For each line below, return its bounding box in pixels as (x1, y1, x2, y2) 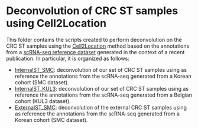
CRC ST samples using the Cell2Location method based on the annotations (6, 42, 190, 49)
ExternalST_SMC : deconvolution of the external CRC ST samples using (14, 104, 187, 111)
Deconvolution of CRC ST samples (6, 4, 178, 18)
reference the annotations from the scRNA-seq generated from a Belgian (14, 91, 193, 98)
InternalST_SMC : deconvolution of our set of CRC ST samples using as (14, 66, 187, 73)
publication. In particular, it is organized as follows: (6, 55, 130, 62)
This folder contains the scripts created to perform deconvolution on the (6, 36, 182, 43)
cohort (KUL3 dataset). (14, 97, 71, 104)
